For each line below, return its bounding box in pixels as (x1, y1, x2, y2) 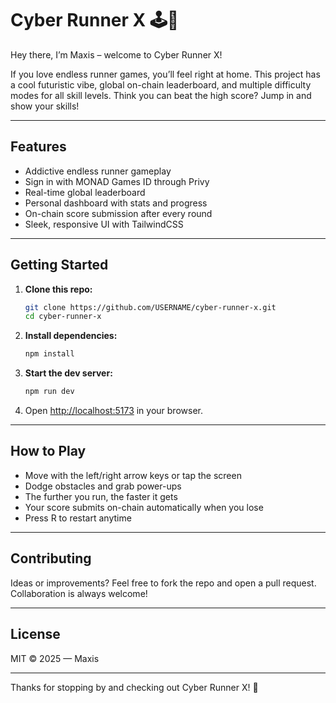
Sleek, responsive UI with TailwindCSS (24, 218, 184, 230)
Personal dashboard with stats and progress (24, 197, 208, 209)
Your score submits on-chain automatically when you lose (24, 501, 264, 513)
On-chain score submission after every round (24, 207, 213, 219)
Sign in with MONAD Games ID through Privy (24, 175, 210, 187)
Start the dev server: (24, 367, 113, 379)
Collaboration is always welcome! (10, 587, 148, 599)
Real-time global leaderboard (24, 186, 146, 198)
